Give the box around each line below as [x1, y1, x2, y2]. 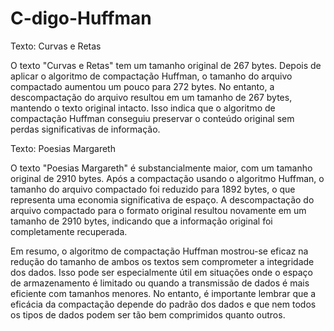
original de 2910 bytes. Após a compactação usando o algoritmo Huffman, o [10, 172, 325, 184]
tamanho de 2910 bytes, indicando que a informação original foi [10, 215, 273, 227]
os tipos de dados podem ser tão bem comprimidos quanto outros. [10, 308, 286, 321]
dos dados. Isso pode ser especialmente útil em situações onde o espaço [10, 266, 313, 278]
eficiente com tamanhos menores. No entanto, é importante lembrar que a [10, 287, 317, 299]
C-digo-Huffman [10, 7, 152, 30]
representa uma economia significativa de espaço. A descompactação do [10, 193, 315, 206]
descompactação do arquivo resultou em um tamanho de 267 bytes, [10, 91, 293, 103]
